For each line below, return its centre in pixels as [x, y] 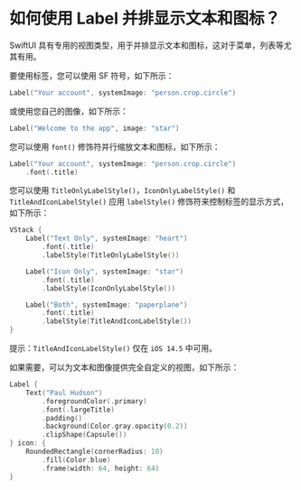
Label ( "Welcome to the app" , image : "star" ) [94, 128]
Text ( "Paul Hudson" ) [64, 393]
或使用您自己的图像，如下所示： [69, 111]
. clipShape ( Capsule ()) [85, 435]
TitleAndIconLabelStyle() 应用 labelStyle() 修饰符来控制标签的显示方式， [149, 202]
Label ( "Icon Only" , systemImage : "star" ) [104, 272]
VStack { [26, 230]
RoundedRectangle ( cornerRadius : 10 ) [95, 452]
